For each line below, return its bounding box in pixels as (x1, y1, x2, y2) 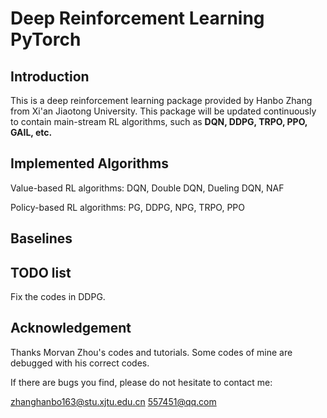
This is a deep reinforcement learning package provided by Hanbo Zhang (10, 95, 313, 106)
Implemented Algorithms (10, 155, 170, 172)
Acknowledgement (10, 320, 132, 337)
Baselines (10, 230, 73, 247)
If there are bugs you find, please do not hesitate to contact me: (10, 376, 273, 388)
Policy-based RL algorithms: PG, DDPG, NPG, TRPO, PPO (10, 201, 245, 213)
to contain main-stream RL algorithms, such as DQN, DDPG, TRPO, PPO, (10, 116, 308, 127)
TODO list (10, 264, 72, 281)
